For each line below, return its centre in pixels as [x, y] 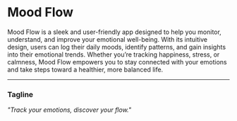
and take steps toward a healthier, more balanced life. [85, 69]
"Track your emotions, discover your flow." [69, 110]
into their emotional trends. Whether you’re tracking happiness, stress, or [114, 54]
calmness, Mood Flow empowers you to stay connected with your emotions [117, 62]
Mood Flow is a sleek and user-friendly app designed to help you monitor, [115, 32]
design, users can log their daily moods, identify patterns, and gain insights [117, 47]
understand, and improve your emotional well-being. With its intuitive [108, 39]
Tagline [20, 94]
